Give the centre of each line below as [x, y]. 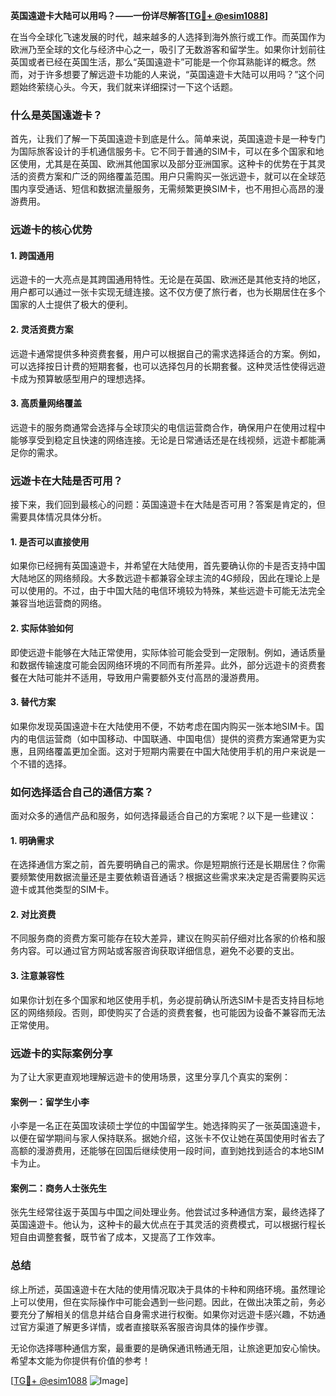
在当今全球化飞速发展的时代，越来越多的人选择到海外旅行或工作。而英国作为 [168, 37]
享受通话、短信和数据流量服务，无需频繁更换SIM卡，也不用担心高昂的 [171, 189]
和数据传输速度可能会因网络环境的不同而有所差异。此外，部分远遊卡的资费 [163, 665]
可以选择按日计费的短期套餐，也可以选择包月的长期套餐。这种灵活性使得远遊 [168, 366]
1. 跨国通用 [32, 255]
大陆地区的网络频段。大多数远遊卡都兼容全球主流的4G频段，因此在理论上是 [165, 578]
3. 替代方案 [33, 702]
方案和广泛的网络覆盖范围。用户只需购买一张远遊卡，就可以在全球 [180, 176]
